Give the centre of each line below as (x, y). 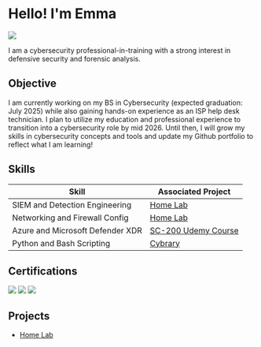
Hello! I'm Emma (62, 14)
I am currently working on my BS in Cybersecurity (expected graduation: (125, 103)
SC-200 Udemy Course (194, 230)
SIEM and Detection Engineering (72, 204)
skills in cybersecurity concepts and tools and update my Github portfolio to (131, 136)
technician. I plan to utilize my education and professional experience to (125, 119)
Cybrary (165, 243)
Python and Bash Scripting (61, 243)
